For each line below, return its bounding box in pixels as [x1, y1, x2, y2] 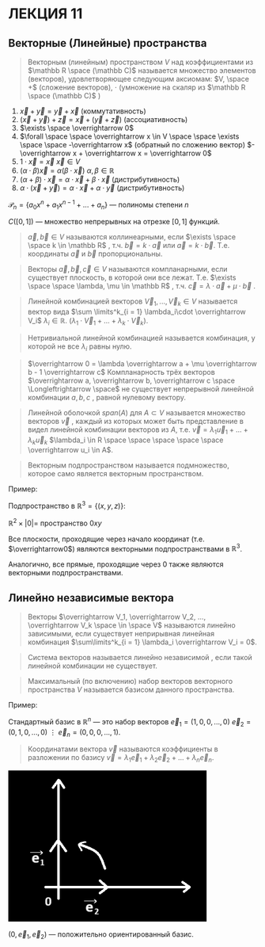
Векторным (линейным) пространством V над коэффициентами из [27, 57, 254, 67]
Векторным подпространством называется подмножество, [27, 460, 229, 470]
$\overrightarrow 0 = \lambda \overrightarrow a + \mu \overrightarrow [27, 358, 257, 368]
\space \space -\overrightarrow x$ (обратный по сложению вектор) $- [19, 140, 256, 149]
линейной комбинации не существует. [27, 661, 158, 670]
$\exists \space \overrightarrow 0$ [19, 124, 134, 132]
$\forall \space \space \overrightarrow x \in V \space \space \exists [19, 132, 240, 141]
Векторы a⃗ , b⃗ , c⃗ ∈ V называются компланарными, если [27, 265, 228, 274]
